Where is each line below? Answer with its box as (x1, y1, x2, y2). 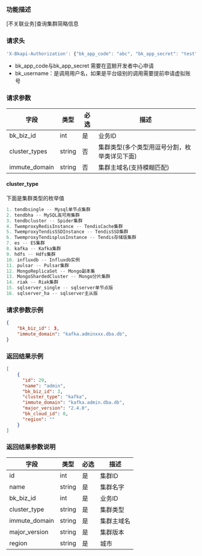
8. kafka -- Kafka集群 (6, 246, 61, 252)
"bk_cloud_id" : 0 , (22, 411, 69, 417)
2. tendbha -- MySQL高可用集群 (6, 212, 80, 218)
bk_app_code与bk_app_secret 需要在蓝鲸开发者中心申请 (14, 62, 155, 70)
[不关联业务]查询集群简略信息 (6, 20, 79, 28)
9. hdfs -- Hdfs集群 (6, 251, 56, 257)
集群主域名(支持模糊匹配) (98, 163, 170, 171)
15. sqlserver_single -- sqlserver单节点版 (6, 285, 113, 291)
